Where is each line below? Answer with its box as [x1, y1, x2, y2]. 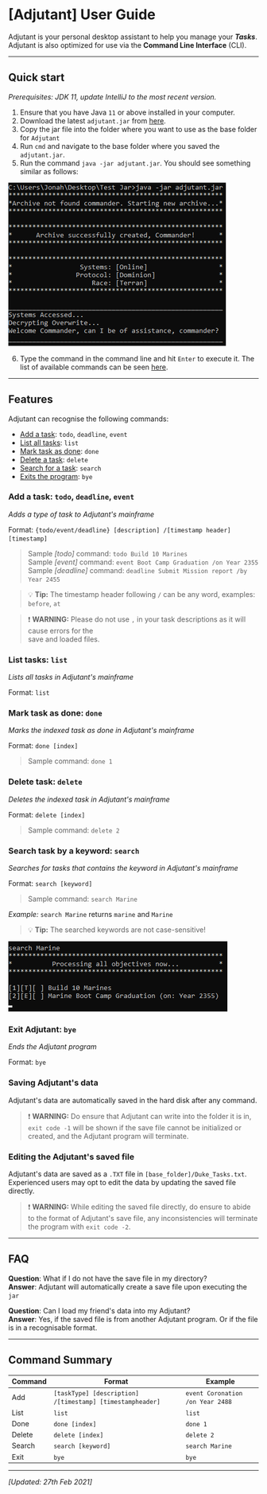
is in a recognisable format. [8, 1323, 98, 1332]
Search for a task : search [19, 463, 102, 473]
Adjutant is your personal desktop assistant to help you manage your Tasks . [8, 32, 258, 41]
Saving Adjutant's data [8, 1077, 99, 1088]
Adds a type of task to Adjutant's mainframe [8, 509, 155, 519]
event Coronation [185, 1390, 243, 1398]
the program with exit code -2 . [27, 1222, 131, 1231]
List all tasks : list [19, 438, 79, 447]
